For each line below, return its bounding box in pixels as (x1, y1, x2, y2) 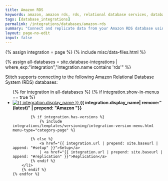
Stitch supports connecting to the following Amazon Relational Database (5, 74, 154, 80)
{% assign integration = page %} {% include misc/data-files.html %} (5, 49, 146, 55)
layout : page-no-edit (5, 31, 50, 36)
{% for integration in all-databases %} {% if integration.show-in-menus (12, 89, 159, 95)
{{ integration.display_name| (79, 99, 141, 105)
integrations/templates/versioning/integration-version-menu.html (12, 123, 154, 128)
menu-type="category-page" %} (12, 127, 76, 133)
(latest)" (12, 105, 31, 111)
